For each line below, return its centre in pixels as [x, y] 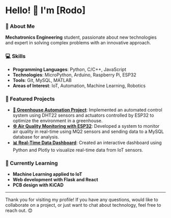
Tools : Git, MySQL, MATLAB [42, 80]
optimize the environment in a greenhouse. [58, 121]
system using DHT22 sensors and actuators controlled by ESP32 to [83, 115]
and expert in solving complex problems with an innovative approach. [78, 43]
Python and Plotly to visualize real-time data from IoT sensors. [78, 150]
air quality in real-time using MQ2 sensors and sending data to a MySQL [88, 131]
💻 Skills [16, 57]
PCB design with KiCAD [38, 185]
